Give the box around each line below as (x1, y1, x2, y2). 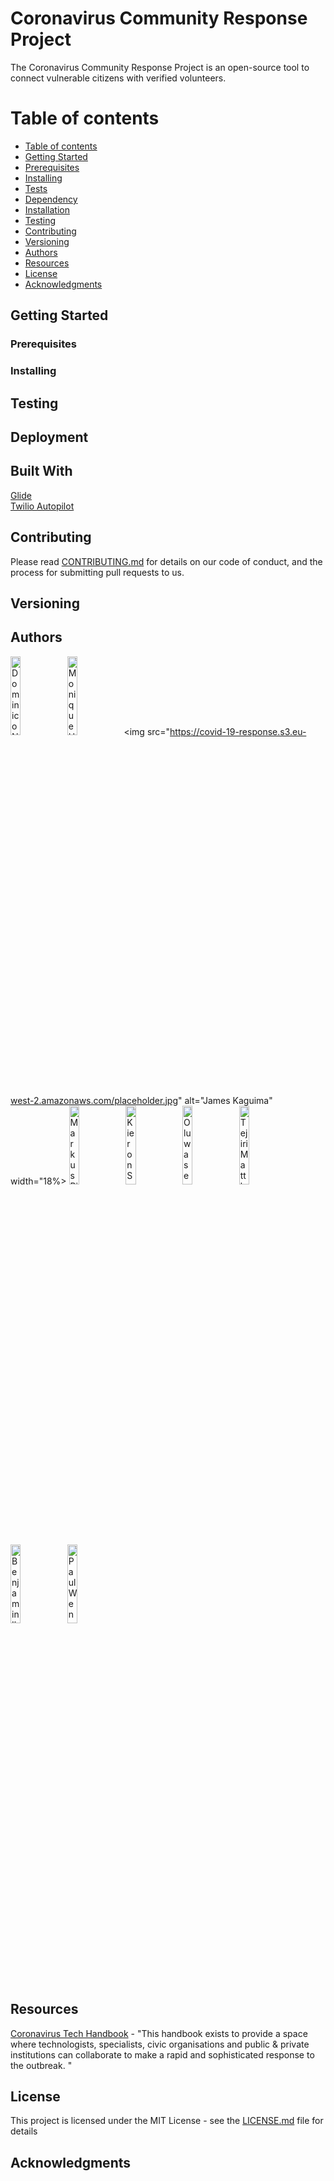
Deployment (10, 428, 89, 446)
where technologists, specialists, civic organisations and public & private (10, 2038, 310, 2050)
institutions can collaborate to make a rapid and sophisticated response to (10, 2048, 315, 2061)
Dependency (24, 193, 78, 205)
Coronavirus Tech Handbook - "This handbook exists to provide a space (10, 2027, 308, 2039)
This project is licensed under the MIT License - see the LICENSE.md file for (10, 2115, 324, 2127)
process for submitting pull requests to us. (10, 566, 185, 578)
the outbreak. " (10, 2059, 73, 2071)
